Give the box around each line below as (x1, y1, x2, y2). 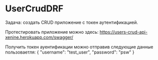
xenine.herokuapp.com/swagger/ (5, 34, 74, 40)
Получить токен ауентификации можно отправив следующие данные (5, 44, 154, 50)
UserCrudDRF (5, 3, 64, 14)
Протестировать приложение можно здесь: (5, 29, 99, 35)
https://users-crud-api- (99, 29, 148, 35)
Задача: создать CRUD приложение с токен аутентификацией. (5, 19, 138, 25)
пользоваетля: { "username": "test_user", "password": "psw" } (5, 49, 135, 55)
